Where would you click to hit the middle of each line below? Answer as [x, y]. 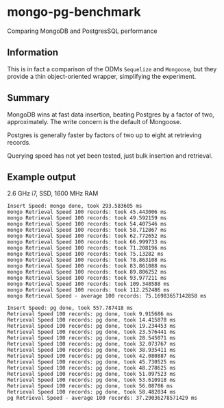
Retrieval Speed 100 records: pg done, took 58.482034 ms [91, 392]
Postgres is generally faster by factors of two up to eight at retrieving [104, 135]
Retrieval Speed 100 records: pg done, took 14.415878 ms [91, 320]
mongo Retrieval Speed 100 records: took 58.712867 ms [87, 230]
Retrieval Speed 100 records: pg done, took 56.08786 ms [90, 386]
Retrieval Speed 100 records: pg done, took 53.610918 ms [91, 380]
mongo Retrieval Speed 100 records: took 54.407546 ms [87, 224]
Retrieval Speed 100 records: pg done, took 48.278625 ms [91, 368]
